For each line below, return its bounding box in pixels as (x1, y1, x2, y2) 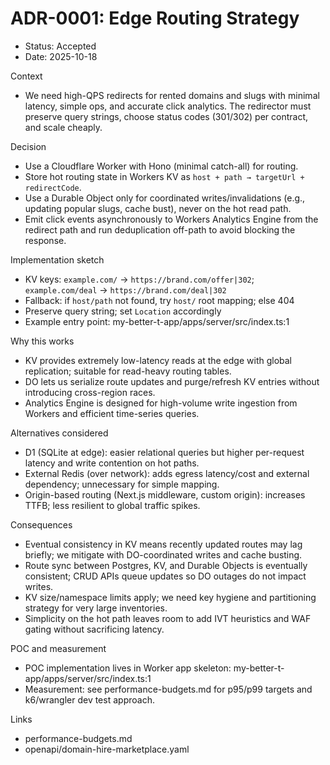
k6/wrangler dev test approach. (24, 693, 155, 706)
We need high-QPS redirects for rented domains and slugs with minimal (24, 89, 320, 101)
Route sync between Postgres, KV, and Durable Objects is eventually (24, 559, 308, 571)
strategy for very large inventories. (24, 602, 168, 614)
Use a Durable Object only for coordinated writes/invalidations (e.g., (24, 192, 306, 204)
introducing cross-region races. (24, 386, 156, 398)
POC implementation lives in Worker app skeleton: (24, 662, 232, 674)
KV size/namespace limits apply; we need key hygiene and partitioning (24, 591, 317, 603)
